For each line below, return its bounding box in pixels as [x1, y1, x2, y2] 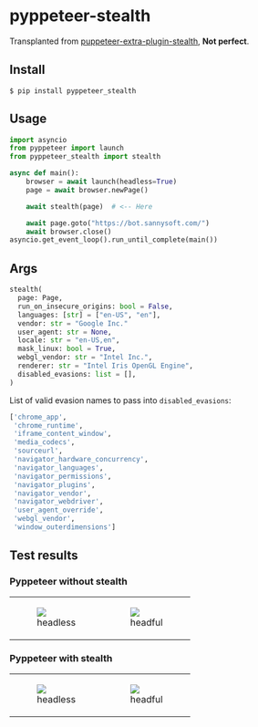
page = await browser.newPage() [26, 185, 149, 194]
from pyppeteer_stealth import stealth [9, 152, 161, 161]
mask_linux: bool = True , [17, 344, 117, 354]
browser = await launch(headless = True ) [26, 177, 178, 187]
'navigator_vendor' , [13, 489, 92, 498]
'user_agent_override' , [13, 505, 104, 515]
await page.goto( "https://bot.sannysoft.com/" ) [26, 218, 210, 228]
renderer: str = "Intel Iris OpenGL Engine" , [17, 361, 194, 370]
